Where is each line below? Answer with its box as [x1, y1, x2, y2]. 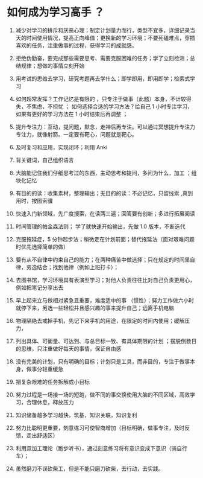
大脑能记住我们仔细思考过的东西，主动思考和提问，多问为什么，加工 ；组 [15, 169, 197, 176]
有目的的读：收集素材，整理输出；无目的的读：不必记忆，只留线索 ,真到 [15, 190, 193, 197]
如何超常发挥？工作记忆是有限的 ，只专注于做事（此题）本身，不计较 [15, 95, 186, 103]
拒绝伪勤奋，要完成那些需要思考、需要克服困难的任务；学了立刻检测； [15, 54, 190, 62]
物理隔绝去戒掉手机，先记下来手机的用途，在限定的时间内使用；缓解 [15, 317, 185, 324]
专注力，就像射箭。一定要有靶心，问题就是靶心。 [15, 130, 137, 138]
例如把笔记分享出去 [15, 284, 64, 291]
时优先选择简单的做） [15, 243, 69, 250]
